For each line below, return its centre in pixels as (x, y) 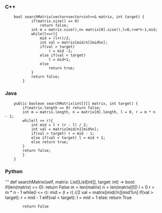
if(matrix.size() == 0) (55, 21)
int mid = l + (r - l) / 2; (60, 125)
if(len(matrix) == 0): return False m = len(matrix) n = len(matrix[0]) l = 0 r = (80, 187)
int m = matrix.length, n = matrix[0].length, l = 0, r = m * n (89, 112)
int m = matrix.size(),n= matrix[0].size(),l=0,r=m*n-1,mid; (94, 30)
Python (14, 171)
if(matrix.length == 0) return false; (62, 108)
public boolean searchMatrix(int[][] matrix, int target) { (76, 104)
